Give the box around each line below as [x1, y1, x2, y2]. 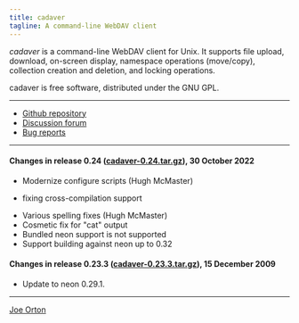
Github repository [21, 108, 87, 119]
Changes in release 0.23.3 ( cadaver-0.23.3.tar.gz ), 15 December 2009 [9, 259, 276, 269]
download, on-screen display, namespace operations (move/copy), [9, 55, 255, 66]
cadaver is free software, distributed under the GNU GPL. [9, 82, 220, 93]
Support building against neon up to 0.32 [21, 238, 173, 249]
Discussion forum [21, 117, 87, 128]
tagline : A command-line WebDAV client [9, 21, 158, 30]
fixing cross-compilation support [21, 193, 142, 203]
